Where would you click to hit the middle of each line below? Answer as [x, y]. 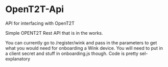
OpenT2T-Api [35, 9]
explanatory [18, 58]
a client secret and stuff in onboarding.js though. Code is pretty [72, 53]
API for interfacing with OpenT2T [40, 23]
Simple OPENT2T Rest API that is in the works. [54, 33]
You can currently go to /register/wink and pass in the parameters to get [81, 43]
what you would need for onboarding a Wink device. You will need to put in [84, 48]
